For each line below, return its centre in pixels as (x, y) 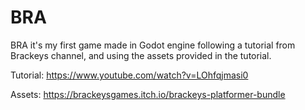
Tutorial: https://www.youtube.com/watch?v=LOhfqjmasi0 (129, 75)
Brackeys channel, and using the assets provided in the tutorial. (141, 55)
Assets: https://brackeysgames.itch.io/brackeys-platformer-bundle (148, 94)
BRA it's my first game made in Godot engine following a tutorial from (153, 45)
